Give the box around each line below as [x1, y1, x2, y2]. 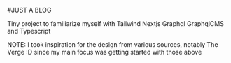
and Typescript [7, 27, 51, 35]
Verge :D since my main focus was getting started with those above [7, 48, 202, 56]
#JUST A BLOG [7, 6, 52, 14]
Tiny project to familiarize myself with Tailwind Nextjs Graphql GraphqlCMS [7, 20, 224, 27]
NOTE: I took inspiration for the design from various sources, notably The [7, 41, 218, 48]
